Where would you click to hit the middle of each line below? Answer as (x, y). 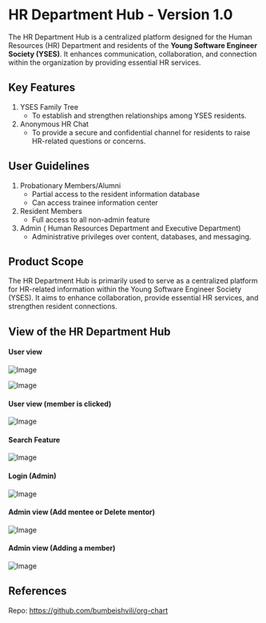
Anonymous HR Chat (54, 124)
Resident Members (51, 211)
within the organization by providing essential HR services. (105, 62)
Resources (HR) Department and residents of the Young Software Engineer (133, 45)
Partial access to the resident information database (116, 194)
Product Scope (46, 261)
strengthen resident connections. (63, 307)
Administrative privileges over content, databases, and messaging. (141, 236)
